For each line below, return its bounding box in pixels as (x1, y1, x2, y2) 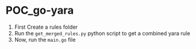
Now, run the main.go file (14, 36, 76, 43)
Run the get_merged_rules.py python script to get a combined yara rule (14, 29, 191, 36)
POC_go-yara (5, 4, 74, 17)
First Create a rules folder (14, 23, 78, 30)
